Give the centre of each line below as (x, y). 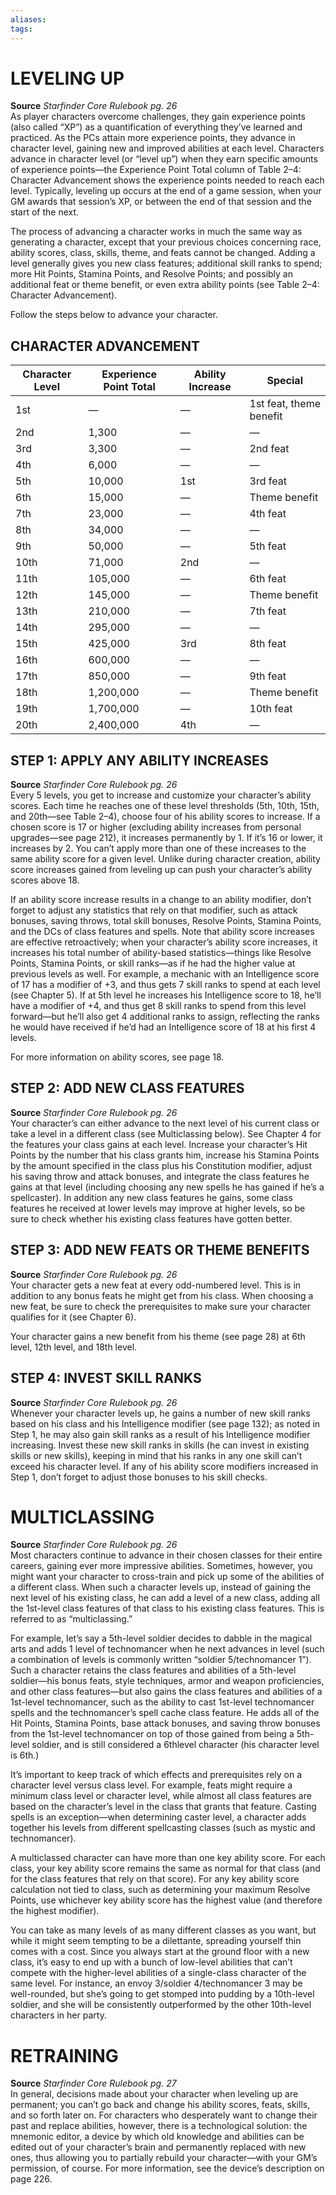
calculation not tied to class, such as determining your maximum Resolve (160, 1890)
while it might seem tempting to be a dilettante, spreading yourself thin (156, 1941)
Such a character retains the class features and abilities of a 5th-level (153, 1670)
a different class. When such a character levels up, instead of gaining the (161, 1587)
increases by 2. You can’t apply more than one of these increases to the (158, 848)
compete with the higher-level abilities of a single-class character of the (158, 1973)
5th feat (268, 546)
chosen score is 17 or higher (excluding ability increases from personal (156, 827)
